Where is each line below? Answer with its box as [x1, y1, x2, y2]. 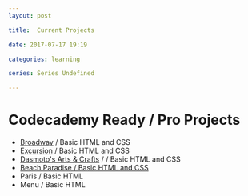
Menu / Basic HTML [19, 180, 86, 190]
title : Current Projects [8, 26, 94, 34]
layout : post [8, 11, 52, 20]
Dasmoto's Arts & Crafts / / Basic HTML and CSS [19, 154, 182, 164]
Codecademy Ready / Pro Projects [8, 111, 241, 129]
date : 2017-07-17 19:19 [8, 41, 88, 49]
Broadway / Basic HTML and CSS [19, 138, 130, 147]
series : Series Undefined [8, 70, 94, 78]
